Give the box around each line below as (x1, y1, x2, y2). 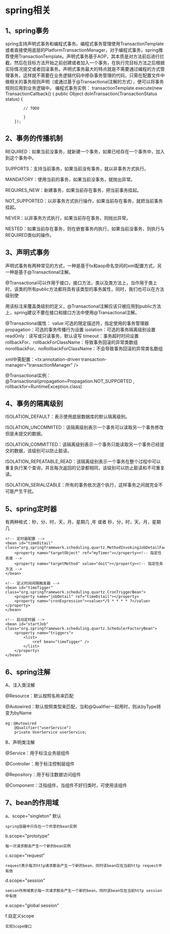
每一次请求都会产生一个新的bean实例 (5, 843, 71, 848)
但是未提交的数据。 (5, 431, 46, 437)
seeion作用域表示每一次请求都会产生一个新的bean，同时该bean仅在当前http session (5, 888, 162, 893)
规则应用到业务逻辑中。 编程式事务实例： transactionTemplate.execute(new (5, 85, 163, 91)
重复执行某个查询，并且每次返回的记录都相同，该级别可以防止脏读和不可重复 (5, 465, 165, 471)
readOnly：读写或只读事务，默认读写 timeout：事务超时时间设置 (5, 332, 139, 339)
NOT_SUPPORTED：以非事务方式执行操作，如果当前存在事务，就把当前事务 (5, 198, 163, 204)
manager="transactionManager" (5, 362, 73, 368)
